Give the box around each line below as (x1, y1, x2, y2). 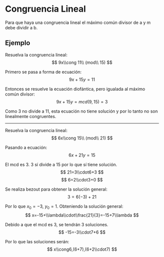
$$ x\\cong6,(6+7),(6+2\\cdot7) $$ (47, 246, 117, 252)
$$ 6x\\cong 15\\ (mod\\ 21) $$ (51, 135, 113, 141)
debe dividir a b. (5, 24, 38, 30)
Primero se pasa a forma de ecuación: (5, 69, 82, 75)
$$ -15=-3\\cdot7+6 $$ (58, 229, 106, 235)
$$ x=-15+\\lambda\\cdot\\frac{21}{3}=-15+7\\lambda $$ (25, 212, 139, 218)
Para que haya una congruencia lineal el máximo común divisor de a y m (5, 20, 151, 25)
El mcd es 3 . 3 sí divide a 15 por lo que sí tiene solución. (5, 161, 117, 167)
